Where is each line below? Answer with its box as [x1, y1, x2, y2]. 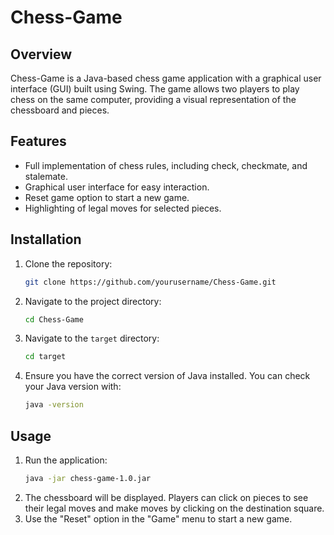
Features [10, 133, 67, 150]
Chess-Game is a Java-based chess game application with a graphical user [10, 72, 322, 84]
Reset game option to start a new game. [24, 191, 190, 203]
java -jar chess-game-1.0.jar [24, 473, 152, 483]
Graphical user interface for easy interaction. [24, 181, 210, 193]
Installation [10, 231, 82, 248]
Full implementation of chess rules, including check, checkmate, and [24, 159, 308, 171]
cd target [24, 352, 67, 362]
